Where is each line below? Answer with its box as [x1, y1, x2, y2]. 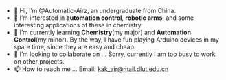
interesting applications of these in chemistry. [13, 21, 143, 29]
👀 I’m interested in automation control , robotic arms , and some [13, 14, 194, 22]
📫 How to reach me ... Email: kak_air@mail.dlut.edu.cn [13, 65, 169, 73]
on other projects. [13, 57, 65, 65]
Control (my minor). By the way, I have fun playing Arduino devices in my [13, 36, 220, 44]
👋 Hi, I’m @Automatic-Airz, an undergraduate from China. [13, 7, 177, 14]
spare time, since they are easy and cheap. [13, 43, 136, 51]
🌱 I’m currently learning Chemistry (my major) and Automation [13, 28, 191, 36]
